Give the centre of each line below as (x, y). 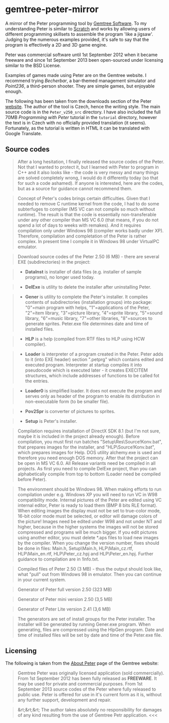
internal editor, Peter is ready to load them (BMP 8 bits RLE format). (87, 505)
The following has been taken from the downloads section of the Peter (78, 101)
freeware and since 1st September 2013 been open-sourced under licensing (84, 60)
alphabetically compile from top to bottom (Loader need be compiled (89, 474)
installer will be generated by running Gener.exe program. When (84, 624)
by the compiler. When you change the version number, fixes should (89, 543)
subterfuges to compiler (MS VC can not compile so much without (86, 209)
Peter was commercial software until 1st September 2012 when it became (81, 55)
